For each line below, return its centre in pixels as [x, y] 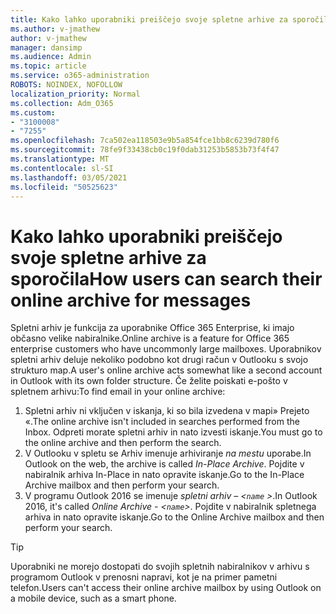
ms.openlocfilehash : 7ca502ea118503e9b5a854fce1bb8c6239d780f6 [145, 141]
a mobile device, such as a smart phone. [93, 598]
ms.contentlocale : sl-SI [62, 168]
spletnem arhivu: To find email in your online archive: [118, 392]
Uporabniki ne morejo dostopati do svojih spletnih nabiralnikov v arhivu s [160, 567]
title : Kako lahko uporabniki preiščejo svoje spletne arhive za [149, 19]
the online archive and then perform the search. [123, 443]
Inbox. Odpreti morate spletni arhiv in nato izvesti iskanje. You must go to [173, 432]
